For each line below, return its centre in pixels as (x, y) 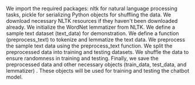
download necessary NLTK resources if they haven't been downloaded (92, 21)
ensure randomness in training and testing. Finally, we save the (82, 58)
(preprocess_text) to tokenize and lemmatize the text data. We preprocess (96, 40)
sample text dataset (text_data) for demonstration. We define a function (93, 33)
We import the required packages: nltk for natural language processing (92, 8)
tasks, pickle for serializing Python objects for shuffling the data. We (89, 15)
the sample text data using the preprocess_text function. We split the (89, 46)
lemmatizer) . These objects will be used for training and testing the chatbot (98, 71)
